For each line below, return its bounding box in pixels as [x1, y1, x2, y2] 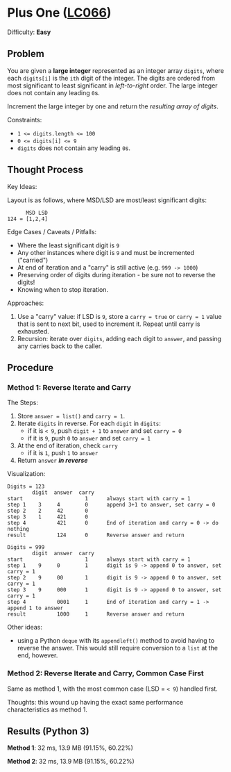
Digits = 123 [7, 483, 45, 491]
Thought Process [7, 164, 83, 176]
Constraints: [7, 115, 42, 124]
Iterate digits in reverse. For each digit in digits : [17, 419, 162, 428]
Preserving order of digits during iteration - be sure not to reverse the [17, 270, 216, 279]
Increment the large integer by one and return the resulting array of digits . [7, 102, 219, 110]
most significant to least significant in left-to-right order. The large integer [7, 81, 218, 90]
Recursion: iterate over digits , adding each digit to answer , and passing [17, 334, 222, 343]
